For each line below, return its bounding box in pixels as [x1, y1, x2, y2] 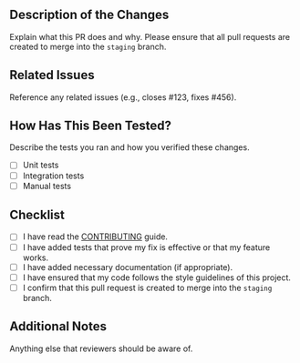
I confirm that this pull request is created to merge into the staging [22, 282, 273, 293]
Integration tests [22, 170, 85, 181]
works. [22, 252, 48, 263]
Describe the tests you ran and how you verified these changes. [9, 142, 250, 153]
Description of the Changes [9, 7, 170, 23]
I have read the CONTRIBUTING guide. [22, 231, 169, 242]
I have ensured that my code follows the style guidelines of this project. [22, 272, 292, 283]
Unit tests [22, 159, 59, 171]
